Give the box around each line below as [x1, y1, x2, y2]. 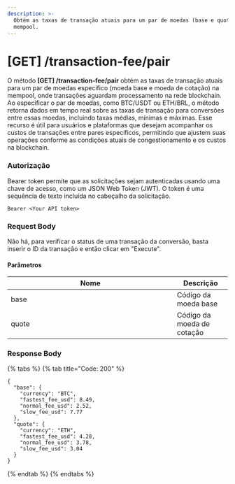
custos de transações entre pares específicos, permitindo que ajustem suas [7, 129, 226, 137]
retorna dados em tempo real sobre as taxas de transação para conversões [7, 106, 225, 115]
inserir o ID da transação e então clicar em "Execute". [7, 244, 162, 252]
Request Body [7, 221, 56, 231]
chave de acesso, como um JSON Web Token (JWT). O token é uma [7, 184, 204, 192]
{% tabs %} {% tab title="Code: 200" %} [7, 364, 124, 373]
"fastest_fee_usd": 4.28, [20, 433, 96, 441]
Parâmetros [7, 260, 42, 269]
